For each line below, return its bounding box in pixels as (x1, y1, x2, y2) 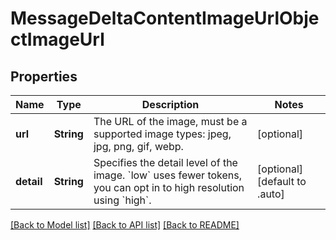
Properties (10, 68, 78, 85)
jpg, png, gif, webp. (93, 140, 184, 153)
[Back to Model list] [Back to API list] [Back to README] (10, 219, 240, 231)
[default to (257, 175, 307, 188)
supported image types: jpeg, (93, 127, 232, 141)
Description (141, 98, 200, 111)
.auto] (257, 187, 285, 201)
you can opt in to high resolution (93, 181, 245, 194)
